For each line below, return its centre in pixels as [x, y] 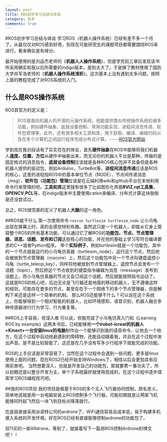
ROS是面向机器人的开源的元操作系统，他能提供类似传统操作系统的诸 [87, 121]
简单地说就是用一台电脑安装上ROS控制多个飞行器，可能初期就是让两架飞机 [82, 395]
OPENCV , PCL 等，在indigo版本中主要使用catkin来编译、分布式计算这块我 [80, 193]
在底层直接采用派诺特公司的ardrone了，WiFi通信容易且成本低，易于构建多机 [83, 412]
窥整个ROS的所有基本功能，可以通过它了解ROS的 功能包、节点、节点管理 [80, 233]
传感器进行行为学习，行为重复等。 [44, 307]
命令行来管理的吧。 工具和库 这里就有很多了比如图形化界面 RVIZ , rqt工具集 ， [81, 187]
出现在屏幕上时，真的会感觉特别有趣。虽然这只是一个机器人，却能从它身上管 [83, 227]
